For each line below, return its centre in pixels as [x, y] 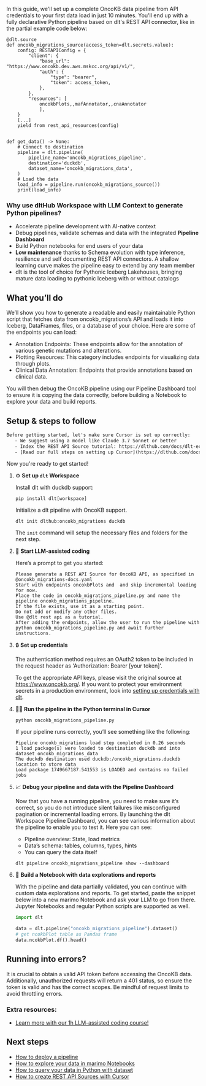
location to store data [46, 764]
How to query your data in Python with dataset [74, 1069]
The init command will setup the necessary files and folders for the [101, 533]
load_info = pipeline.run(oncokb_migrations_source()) [89, 185]
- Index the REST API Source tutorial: [65, 446]
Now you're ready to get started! [48, 464]
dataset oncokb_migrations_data [56, 754]
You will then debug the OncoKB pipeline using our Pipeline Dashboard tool [101, 388]
